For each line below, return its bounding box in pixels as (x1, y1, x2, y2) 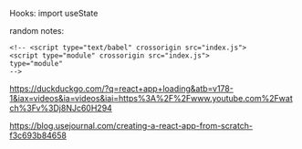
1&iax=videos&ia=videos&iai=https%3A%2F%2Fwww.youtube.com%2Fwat (9, 93, 294, 103)
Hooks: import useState (9, 8, 99, 18)
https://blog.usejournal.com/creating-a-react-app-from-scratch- (9, 121, 254, 131)
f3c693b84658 (9, 130, 67, 141)
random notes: (9, 26, 65, 36)
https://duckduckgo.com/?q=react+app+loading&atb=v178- (9, 83, 234, 94)
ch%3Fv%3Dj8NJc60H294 (9, 102, 112, 113)
